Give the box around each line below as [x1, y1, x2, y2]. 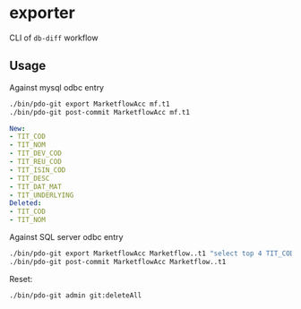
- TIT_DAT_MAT [9, 182, 63, 191]
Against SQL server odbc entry [9, 232, 124, 242]
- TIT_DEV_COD [9, 149, 63, 159]
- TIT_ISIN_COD [9, 165, 66, 175]
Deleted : [9, 199, 42, 208]
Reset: [9, 273, 33, 284]
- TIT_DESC [9, 174, 50, 183]
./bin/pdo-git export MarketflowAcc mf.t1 [9, 99, 170, 108]
